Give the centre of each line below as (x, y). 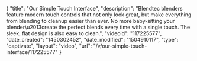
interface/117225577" (32, 52)
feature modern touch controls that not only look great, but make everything (99, 15)
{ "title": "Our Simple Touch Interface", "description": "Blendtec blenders (94, 9)
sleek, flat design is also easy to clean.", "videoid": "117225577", (84, 33)
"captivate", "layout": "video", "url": (49, 46)
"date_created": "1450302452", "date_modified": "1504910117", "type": (92, 40)
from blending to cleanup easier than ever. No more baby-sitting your (91, 21)
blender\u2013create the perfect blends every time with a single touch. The (98, 27)
